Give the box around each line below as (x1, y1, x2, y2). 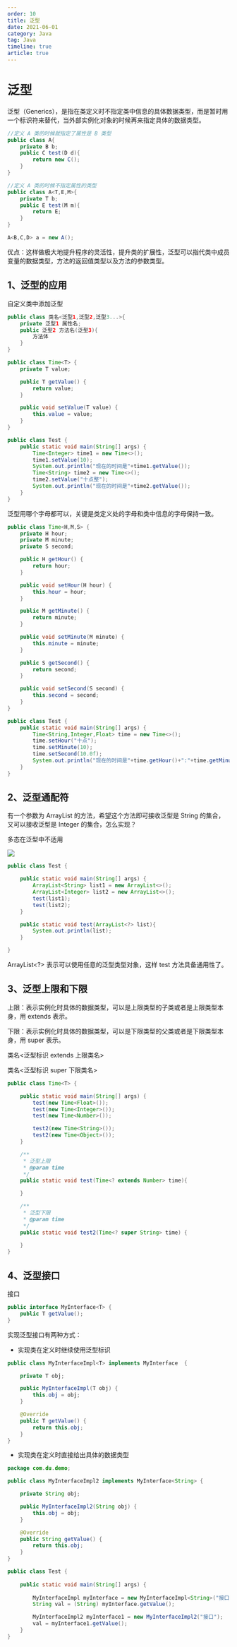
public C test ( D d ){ (20, 150, 80, 157)
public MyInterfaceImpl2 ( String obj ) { (20, 1503, 138, 1511)
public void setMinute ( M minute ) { (20, 633, 125, 640)
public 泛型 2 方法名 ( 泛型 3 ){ (20, 326, 99, 334)
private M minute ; (20, 537, 74, 544)
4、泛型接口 (7, 1269, 61, 1281)
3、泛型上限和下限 (7, 983, 88, 995)
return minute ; (32, 614, 78, 621)
